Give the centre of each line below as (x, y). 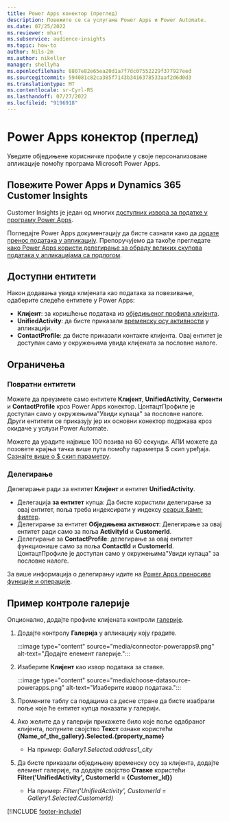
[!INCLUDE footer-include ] (44, 812)
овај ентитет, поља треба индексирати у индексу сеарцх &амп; (110, 510)
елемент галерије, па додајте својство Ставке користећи (101, 770)
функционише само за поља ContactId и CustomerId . (95, 546)
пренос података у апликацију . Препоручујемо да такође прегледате (109, 240)
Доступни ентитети (52, 277)
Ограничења (36, 364)
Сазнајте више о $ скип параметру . (59, 456)
